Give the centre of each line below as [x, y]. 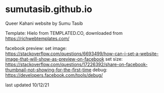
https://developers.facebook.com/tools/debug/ [54, 75]
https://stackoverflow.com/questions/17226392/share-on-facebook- [76, 64]
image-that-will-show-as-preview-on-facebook [55, 59]
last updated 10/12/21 [27, 85]
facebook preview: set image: [36, 48]
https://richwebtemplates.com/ [37, 38]
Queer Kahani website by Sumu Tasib [44, 23]
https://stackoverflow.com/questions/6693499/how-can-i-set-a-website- [82, 54]
